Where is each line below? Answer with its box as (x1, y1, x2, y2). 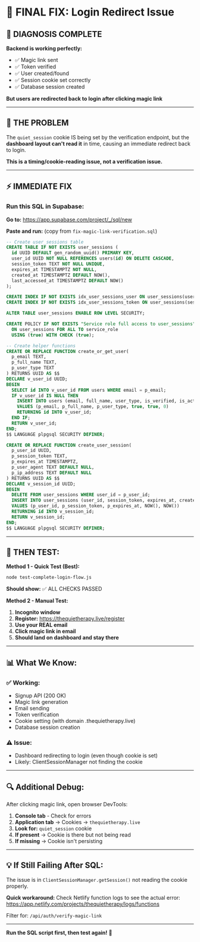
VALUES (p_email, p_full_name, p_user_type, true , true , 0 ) (17, 404, 169, 410)
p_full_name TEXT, (11, 360, 58, 366)
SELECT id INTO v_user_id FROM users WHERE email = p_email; (11, 387, 167, 393)
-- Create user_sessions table (6, 239, 84, 245)
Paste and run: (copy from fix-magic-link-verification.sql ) (6, 227, 158, 235)
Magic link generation (14, 698, 68, 705)
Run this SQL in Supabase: (6, 202, 85, 211)
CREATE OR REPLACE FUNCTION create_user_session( (6, 442, 132, 448)
